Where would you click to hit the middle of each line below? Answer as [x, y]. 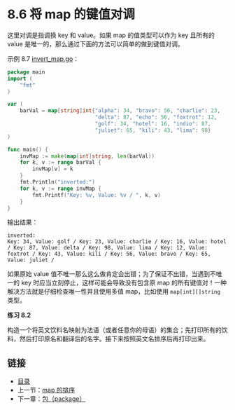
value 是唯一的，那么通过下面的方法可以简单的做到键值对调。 [95, 43]
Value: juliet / [31, 260]
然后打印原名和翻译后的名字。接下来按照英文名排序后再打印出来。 [114, 339]
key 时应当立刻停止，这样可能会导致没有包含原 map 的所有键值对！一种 [124, 283]
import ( [20, 78]
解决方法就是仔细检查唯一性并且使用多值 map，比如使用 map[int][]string [114, 292]
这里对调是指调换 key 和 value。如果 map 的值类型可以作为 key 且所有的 [111, 35]
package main [26, 72]
